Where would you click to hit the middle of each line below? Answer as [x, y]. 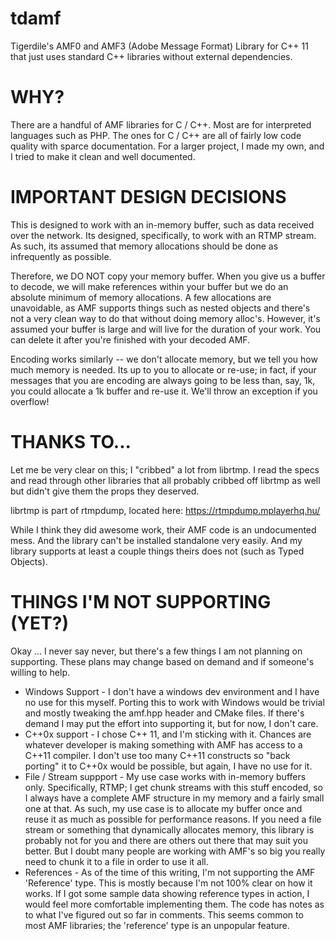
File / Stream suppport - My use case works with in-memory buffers [165, 776]
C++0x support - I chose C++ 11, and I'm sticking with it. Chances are [168, 734]
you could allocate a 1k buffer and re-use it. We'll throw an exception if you [164, 391]
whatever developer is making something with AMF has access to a [163, 744]
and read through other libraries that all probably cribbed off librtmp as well [165, 480]
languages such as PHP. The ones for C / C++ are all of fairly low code [156, 135]
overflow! [30, 401]
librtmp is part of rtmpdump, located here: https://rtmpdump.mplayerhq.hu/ [165, 510]
